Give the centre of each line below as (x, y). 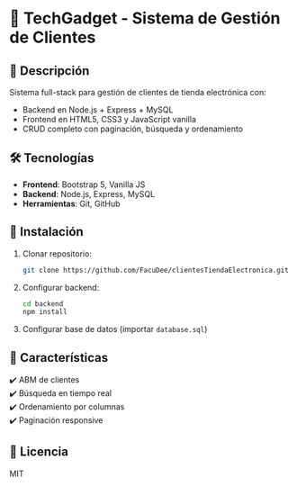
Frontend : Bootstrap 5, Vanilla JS (84, 184)
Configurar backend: (61, 287)
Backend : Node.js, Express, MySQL (89, 193)
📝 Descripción (49, 71)
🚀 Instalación (46, 232)
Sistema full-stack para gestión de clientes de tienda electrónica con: (138, 92)
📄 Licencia (39, 452)
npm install (45, 312)
